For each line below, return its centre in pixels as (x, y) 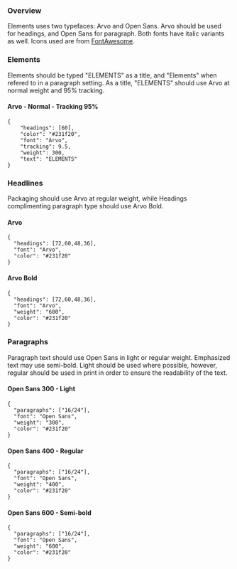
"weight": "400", (39, 485)
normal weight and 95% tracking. (56, 90)
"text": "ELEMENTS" (49, 159)
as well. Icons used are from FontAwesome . (71, 41)
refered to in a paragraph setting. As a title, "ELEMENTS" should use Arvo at (118, 83)
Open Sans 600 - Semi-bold (49, 512)
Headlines (25, 183)
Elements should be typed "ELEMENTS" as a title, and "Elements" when (112, 75)
